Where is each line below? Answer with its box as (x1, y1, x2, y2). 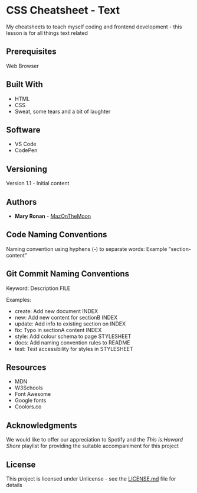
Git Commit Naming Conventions (6, 269, 130, 279)
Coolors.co (14, 403, 42, 410)
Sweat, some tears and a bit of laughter (14, 108, 111, 115)
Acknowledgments (6, 420, 78, 430)
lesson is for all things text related (6, 29, 88, 36)
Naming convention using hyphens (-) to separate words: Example (6, 245, 168, 252)
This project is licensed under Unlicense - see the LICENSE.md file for (6, 475, 176, 482)
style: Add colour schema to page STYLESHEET (14, 333, 132, 340)
